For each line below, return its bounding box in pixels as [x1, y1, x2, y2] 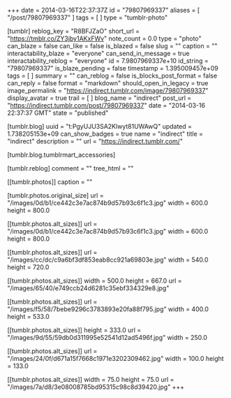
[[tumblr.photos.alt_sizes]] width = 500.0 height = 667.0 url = [7, 276, 183, 285]
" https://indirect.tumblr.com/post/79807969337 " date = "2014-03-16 [7, 101, 206, 109]
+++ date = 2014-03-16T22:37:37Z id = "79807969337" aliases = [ [7, 6, 200, 14]
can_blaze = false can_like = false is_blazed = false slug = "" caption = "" [7, 42, 218, 50]
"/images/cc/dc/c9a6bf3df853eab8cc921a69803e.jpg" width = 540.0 [7, 255, 209, 264]
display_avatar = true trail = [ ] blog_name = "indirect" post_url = [7, 94, 192, 102]
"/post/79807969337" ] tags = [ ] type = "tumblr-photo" [7, 13, 168, 22]
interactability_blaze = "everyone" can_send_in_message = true [7, 49, 190, 57]
